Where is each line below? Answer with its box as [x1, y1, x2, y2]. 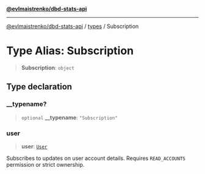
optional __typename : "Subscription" [21, 114, 118, 121]
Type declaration [6, 82, 72, 92]
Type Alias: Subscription [6, 44, 134, 58]
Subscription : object [21, 64, 75, 71]
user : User [21, 142, 48, 150]
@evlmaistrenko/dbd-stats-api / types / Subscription [6, 23, 139, 30]
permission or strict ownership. [6, 161, 85, 168]
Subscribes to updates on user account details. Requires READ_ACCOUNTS [6, 155, 186, 162]
